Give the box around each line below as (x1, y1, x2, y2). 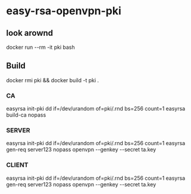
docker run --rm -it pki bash (6, 43, 76, 51)
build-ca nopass (6, 111, 46, 118)
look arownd (6, 28, 54, 38)
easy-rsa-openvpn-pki (6, 4, 122, 18)
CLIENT (6, 161, 29, 169)
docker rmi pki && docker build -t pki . (6, 76, 99, 84)
